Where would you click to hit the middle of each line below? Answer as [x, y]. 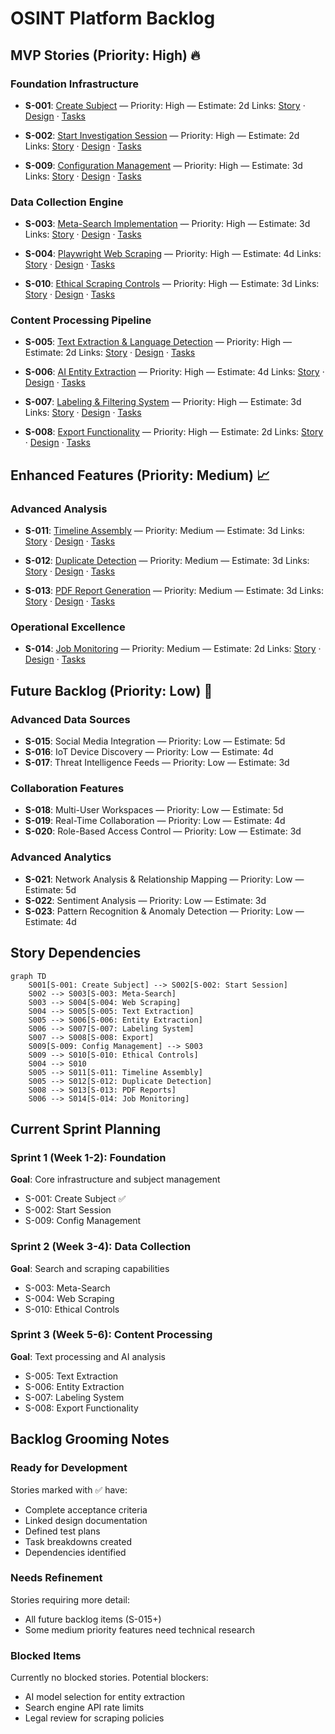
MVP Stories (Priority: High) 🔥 [105, 55]
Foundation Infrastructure [74, 84]
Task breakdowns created [78, 1541]
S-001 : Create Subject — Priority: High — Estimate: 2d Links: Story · [165, 105]
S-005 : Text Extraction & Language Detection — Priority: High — [158, 342]
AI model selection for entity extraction [105, 1697]
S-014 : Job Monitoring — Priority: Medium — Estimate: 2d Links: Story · [173, 649]
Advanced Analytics [61, 857]
